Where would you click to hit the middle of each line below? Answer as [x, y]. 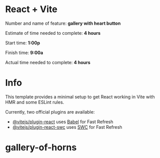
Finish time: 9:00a [24, 52]
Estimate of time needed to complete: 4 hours [53, 33]
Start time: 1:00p [23, 43]
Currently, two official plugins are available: [50, 112]
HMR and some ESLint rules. [35, 102]
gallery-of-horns [41, 148]
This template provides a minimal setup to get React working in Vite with [80, 96]
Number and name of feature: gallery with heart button [63, 23]
